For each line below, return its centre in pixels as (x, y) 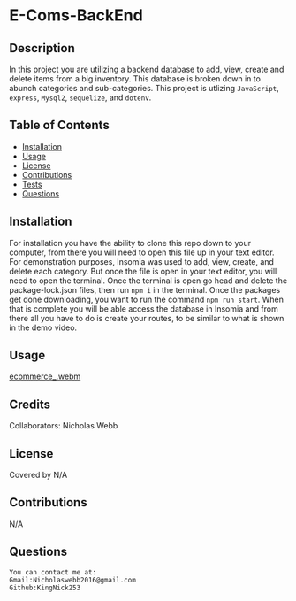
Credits (30, 404)
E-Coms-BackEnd (76, 15)
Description (42, 48)
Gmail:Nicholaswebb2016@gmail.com (73, 580)
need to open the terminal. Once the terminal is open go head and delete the (148, 281)
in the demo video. (43, 327)
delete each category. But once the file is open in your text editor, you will (143, 271)
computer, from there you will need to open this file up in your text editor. (142, 252)
